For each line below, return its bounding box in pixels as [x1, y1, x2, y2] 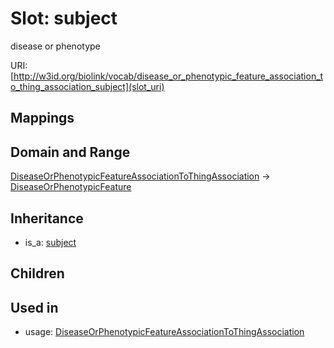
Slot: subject [10, 7, 118, 30]
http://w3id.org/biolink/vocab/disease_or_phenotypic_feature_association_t [13, 70, 324, 82]
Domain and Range [10, 143, 131, 161]
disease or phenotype [10, 40, 101, 52]
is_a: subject [24, 236, 77, 248]
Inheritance [10, 210, 84, 227]
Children [10, 265, 65, 282]
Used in [10, 299, 59, 316]
